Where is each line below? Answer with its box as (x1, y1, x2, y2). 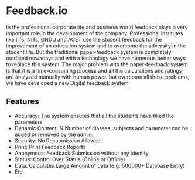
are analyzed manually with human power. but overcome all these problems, (6, 73, 190, 80)
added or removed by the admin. (14, 131, 94, 138)
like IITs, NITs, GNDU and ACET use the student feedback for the (6, 36, 162, 43)
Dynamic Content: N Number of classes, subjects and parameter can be (14, 124, 189, 131)
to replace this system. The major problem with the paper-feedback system (6, 60, 189, 68)
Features (6, 97, 39, 107)
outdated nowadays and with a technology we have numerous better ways (6, 55, 186, 62)
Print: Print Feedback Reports (14, 143, 86, 150)
